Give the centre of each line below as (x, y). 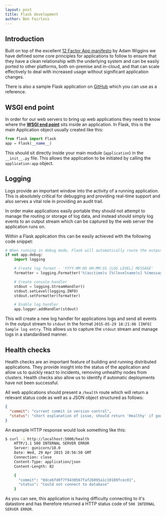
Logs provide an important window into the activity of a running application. (82, 191)
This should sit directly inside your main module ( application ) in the (74, 153)
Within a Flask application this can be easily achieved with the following (78, 236)
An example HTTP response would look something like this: (65, 430)
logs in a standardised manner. (37, 334)
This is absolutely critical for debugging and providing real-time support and (83, 196)
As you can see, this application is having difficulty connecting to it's (75, 499)
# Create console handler (41, 282)
